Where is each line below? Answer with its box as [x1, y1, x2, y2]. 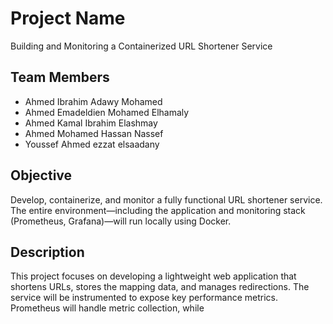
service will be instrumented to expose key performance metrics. [10, 292, 279, 304]
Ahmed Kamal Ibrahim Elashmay [24, 117, 158, 129]
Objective [10, 167, 73, 184]
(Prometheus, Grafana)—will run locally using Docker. [10, 215, 232, 227]
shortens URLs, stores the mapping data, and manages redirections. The [10, 281, 310, 293]
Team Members [10, 69, 110, 86]
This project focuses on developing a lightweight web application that [10, 270, 297, 282]
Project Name [10, 7, 126, 30]
